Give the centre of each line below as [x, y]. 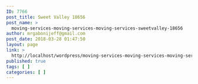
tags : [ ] [18, 67]
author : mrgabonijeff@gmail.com [46, 34]
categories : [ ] [26, 72]
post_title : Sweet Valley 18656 [46, 17]
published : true [26, 61]
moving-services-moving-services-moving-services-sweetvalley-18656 [97, 28]
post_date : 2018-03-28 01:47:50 [46, 39]
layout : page [22, 45]
